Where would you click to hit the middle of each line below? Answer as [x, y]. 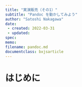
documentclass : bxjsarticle [34, 51]
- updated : [18, 33]
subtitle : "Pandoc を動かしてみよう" [41, 14]
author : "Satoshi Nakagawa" [34, 19]
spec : [11, 38]
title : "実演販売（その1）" [31, 10]
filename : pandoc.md [27, 47]
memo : [11, 42]
